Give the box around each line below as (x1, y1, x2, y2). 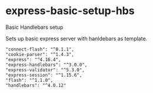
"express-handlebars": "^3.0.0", (5, 62, 88, 68)
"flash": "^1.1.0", (5, 77, 54, 83)
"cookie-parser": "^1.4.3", (5, 51, 75, 57)
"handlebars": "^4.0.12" (5, 82, 66, 88)
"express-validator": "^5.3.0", (5, 67, 85, 73)
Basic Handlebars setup (5, 24, 64, 31)
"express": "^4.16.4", (5, 57, 61, 62)
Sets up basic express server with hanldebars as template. (5, 35, 148, 42)
